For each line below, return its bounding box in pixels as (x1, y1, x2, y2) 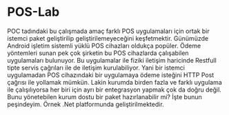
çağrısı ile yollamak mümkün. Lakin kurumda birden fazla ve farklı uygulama (7, 78, 222, 86)
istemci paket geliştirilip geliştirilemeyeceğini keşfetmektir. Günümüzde (7, 34, 209, 42)
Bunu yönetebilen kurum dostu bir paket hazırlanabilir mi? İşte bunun (7, 92, 202, 101)
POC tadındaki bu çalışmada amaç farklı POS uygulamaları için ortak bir (7, 27, 210, 35)
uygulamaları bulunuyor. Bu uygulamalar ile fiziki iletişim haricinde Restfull (7, 56, 217, 64)
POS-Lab (7, 4, 60, 20)
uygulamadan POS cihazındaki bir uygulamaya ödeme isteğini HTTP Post (7, 70, 215, 79)
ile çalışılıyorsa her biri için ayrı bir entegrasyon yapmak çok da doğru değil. (7, 85, 222, 94)
